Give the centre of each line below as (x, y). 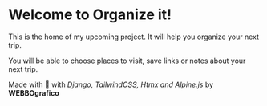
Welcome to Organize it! (90, 15)
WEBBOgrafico (34, 92)
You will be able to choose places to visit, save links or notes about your (127, 61)
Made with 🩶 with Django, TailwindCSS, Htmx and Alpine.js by (111, 84)
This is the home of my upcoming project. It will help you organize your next (133, 37)
